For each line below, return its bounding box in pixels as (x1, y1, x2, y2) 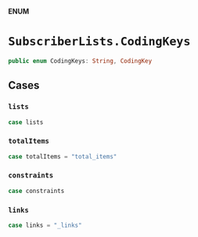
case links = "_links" (8, 221, 82, 230)
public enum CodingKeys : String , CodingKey (8, 57, 153, 65)
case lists (8, 118, 44, 126)
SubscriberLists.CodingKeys (8, 35, 191, 49)
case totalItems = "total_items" (8, 152, 117, 160)
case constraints (8, 187, 65, 195)
